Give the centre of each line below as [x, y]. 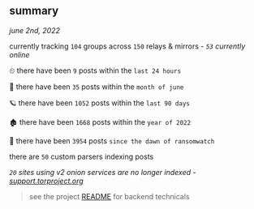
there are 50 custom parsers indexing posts [82, 156]
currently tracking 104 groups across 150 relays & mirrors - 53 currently [127, 46]
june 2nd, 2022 [34, 30]
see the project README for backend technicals [109, 196]
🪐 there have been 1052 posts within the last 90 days [99, 103]
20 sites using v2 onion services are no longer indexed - [103, 172]
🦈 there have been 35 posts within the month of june [97, 87]
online [19, 54]
